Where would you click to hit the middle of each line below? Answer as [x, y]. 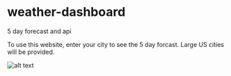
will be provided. [31, 52]
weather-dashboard [66, 12]
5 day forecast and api [39, 31]
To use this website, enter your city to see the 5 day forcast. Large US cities [116, 44]
